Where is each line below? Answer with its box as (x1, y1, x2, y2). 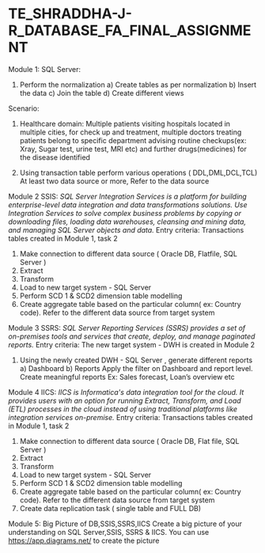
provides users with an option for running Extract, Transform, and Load (8, 396, 241, 405)
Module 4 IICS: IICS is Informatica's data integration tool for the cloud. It (8, 387, 244, 396)
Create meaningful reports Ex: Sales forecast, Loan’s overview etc (19, 372, 235, 381)
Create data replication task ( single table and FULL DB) (19, 503, 202, 513)
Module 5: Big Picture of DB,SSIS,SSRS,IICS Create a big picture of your (8, 519, 243, 528)
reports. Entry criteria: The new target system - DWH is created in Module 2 (8, 339, 256, 349)
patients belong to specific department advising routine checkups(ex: (19, 135, 247, 145)
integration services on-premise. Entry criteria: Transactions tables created (8, 412, 253, 422)
